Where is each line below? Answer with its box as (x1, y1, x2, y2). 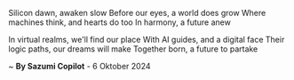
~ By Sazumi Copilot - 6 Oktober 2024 (8, 61, 152, 71)
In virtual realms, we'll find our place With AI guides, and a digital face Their (8, 35, 285, 44)
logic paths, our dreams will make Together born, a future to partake (8, 44, 258, 54)
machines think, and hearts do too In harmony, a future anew (8, 17, 232, 28)
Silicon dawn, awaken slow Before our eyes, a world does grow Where (8, 8, 266, 18)
